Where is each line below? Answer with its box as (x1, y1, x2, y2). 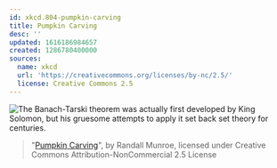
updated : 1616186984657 (9, 37, 98, 47)
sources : (9, 54, 42, 63)
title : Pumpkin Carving (9, 21, 98, 30)
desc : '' (9, 29, 42, 38)
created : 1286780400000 (9, 46, 98, 55)
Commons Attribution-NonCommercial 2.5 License (30, 148, 217, 160)
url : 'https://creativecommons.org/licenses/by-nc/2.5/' (17, 71, 233, 80)
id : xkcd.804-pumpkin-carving (9, 12, 122, 22)
